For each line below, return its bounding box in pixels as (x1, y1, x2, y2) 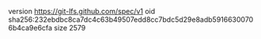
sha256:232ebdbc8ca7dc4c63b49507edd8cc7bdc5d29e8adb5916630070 (8, 15, 254, 24)
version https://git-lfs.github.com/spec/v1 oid (8, 7, 156, 16)
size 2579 (54, 23, 86, 32)
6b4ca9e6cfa (8, 23, 53, 32)
